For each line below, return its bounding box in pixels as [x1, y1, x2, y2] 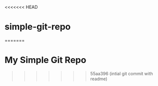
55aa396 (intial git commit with [90, 70, 153, 76]
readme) [90, 76, 108, 82]
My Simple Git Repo [4, 55, 87, 65]
